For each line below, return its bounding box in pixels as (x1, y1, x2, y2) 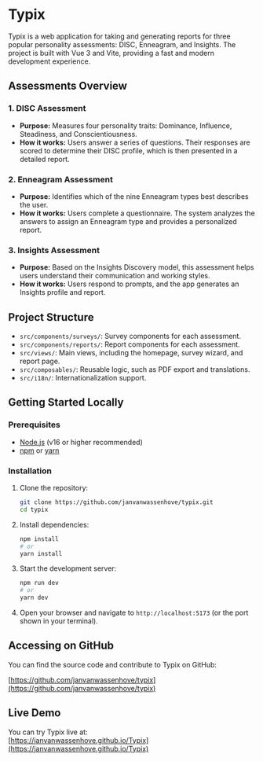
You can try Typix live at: (8, 727, 88, 737)
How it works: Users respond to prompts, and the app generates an (19, 279, 239, 289)
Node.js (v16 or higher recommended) (19, 437, 143, 447)
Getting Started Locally (8, 395, 124, 410)
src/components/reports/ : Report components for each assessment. (19, 340, 241, 349)
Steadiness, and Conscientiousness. (19, 129, 137, 138)
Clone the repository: (19, 483, 89, 493)
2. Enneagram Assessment (8, 174, 114, 185)
